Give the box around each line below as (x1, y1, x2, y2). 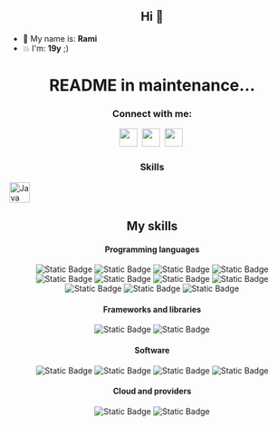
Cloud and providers (112, 386, 192, 397)
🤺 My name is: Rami (22, 33, 98, 44)
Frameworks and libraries (102, 304, 202, 315)
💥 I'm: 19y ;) (22, 43, 70, 53)
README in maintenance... (49, 75, 255, 95)
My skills (126, 218, 178, 234)
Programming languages (104, 244, 200, 255)
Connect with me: (111, 107, 193, 120)
